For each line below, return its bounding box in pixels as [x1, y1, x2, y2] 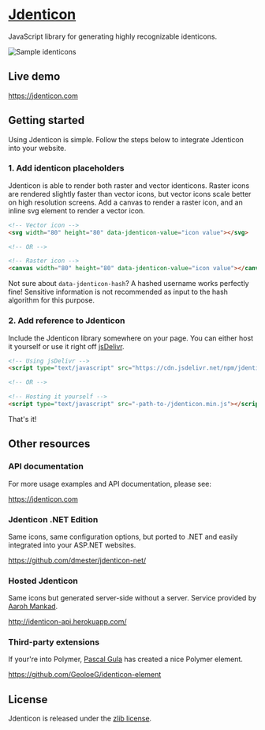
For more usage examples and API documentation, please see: [8, 479, 211, 488]
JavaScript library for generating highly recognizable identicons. [8, 32, 218, 41]
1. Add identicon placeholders [8, 163, 125, 174]
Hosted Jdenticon [8, 575, 79, 586]
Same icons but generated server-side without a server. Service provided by [8, 593, 257, 603]
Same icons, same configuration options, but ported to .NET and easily [8, 532, 238, 541]
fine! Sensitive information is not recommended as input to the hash [8, 287, 229, 297]
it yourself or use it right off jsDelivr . [8, 341, 125, 351]
